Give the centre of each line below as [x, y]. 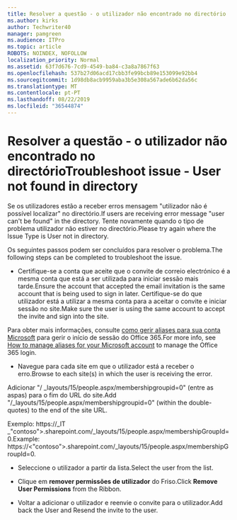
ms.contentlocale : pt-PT [44, 93]
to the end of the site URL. [70, 410]
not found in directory [73, 187]
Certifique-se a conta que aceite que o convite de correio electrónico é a [124, 271]
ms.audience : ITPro [36, 40]
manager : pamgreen [34, 34]
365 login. [22, 352]
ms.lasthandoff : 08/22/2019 [49, 100]
